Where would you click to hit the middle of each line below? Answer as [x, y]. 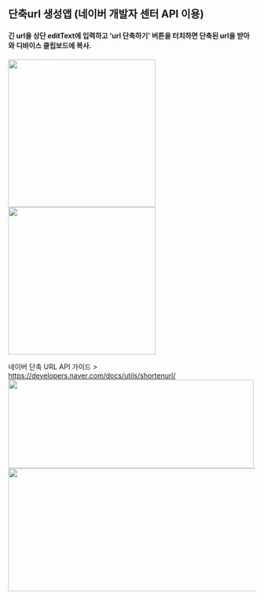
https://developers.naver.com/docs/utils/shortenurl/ [92, 375]
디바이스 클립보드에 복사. [54, 45]
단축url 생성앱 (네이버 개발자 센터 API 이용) [106, 14]
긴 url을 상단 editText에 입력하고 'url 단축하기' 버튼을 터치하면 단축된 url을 [122, 35]
